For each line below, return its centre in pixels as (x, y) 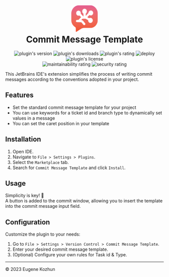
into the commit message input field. (43, 206)
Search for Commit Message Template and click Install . (69, 168)
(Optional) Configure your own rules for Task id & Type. (70, 255)
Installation (23, 140)
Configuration (28, 222)
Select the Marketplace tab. (40, 162)
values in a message (34, 118)
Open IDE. (23, 151)
